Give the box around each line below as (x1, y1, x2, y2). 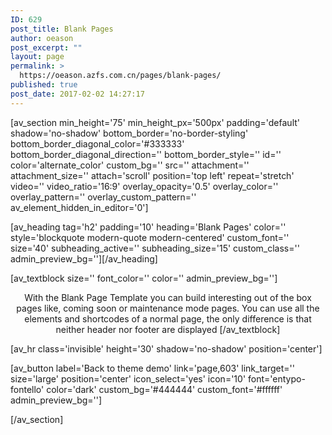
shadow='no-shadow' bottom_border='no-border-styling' (10, 127, 249, 139)
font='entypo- (248, 372, 306, 385)
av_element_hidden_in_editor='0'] (10, 201, 149, 213)
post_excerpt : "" (10, 42, 83, 53)
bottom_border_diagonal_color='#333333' (10, 137, 185, 150)
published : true (10, 80, 78, 90)
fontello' (10, 383, 45, 395)
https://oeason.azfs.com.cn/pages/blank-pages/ (19, 71, 222, 81)
